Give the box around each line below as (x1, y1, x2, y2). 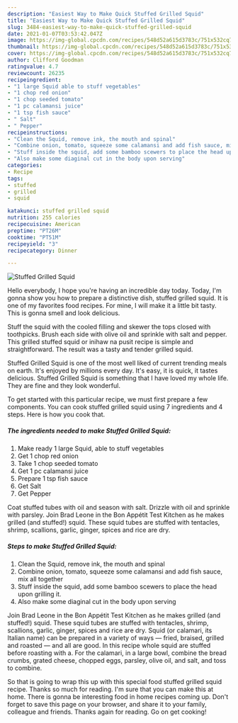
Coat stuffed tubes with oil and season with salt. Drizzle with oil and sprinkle (7, 503, 230, 512)
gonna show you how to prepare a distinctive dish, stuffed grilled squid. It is (7, 294, 229, 302)
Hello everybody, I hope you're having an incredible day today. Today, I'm (7, 286, 222, 295)
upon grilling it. (17, 590, 62, 598)
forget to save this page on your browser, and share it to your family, (7, 700, 207, 709)
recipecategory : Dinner (7, 247, 78, 254)
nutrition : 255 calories (7, 214, 81, 222)
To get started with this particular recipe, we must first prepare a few (7, 395, 208, 404)
